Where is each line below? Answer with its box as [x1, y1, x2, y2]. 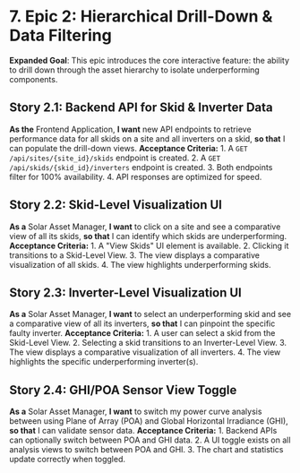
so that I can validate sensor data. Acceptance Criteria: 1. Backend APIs [9, 426, 278, 436]
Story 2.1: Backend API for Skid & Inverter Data [9, 100, 273, 116]
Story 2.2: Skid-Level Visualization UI [9, 197, 222, 212]
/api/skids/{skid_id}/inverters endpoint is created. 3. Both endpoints [9, 161, 273, 172]
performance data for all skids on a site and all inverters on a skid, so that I [9, 133, 286, 144]
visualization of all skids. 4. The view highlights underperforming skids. [9, 259, 271, 270]
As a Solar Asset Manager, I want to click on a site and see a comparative [9, 221, 281, 232]
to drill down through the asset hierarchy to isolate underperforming [9, 64, 260, 75]
